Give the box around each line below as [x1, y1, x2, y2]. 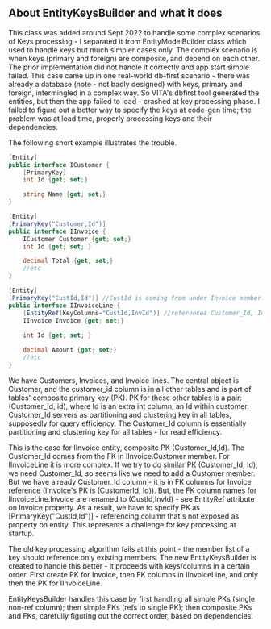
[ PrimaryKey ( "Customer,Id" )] [8, 219, 106, 228]
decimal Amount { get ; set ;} [23, 346, 117, 354]
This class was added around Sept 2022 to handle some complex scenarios [8, 27, 261, 37]
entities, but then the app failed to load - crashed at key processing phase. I [8, 96, 261, 106]
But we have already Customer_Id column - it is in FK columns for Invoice [8, 477, 252, 486]
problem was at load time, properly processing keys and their [8, 113, 212, 123]
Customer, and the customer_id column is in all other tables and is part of [8, 384, 252, 394]
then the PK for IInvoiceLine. [8, 578, 102, 588]
